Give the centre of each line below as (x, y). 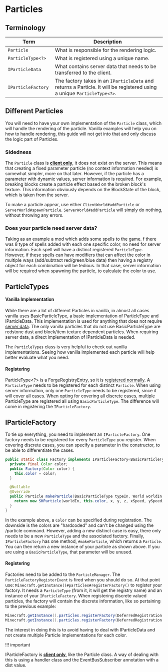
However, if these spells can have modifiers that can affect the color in (78, 255)
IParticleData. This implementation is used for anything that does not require (84, 321)
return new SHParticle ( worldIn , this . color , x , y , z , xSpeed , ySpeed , (89, 501)
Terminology (25, 28)
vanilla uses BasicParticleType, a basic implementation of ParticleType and (82, 316)
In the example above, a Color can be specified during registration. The (78, 520)
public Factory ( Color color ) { (42, 469)
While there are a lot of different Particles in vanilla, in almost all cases (77, 310)
